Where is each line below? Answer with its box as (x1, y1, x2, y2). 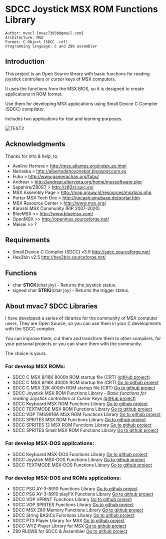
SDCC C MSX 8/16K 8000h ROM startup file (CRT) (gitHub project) (12, 374, 150, 380)
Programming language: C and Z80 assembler (5, 43, 97, 48)
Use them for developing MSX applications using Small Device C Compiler (5, 100, 158, 106)
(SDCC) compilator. (5, 106, 45, 112)
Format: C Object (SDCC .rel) (5, 39, 68, 44)
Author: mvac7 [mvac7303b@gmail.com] (5, 30, 84, 35)
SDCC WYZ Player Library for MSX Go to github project (12, 522, 126, 528)
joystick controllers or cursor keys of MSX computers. (5, 76, 116, 82)
